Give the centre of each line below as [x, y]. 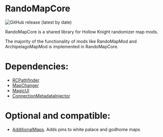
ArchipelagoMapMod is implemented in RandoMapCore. [62, 46]
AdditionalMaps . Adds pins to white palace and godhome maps [76, 129]
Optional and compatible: [58, 116]
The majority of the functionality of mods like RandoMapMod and [71, 41]
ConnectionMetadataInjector [41, 96]
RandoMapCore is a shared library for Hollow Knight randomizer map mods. [82, 32]
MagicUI [21, 90]
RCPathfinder [26, 80]
